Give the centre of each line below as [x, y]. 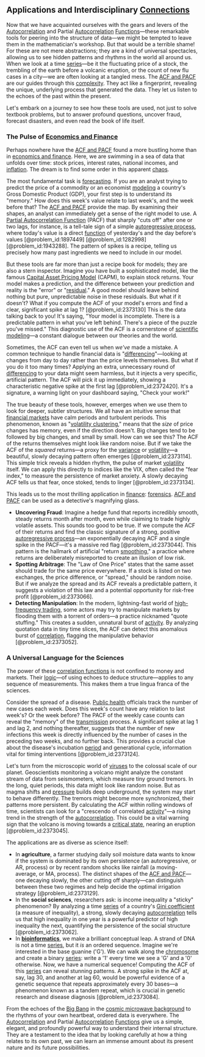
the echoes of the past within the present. [59, 96]
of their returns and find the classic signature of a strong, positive [97, 532]
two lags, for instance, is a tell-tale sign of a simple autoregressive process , [101, 227]
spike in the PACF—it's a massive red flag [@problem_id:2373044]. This [106, 545]
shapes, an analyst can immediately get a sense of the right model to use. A [102, 213]
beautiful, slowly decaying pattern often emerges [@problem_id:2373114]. [99, 456]
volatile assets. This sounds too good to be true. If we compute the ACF [105, 525]
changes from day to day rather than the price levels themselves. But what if [102, 360]
